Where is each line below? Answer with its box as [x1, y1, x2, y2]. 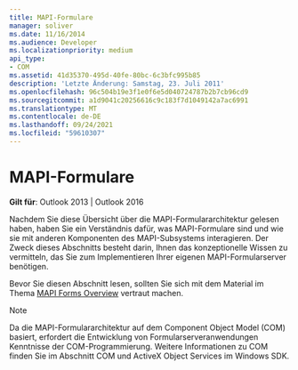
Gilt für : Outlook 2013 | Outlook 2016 [9, 197, 144, 207]
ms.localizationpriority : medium [9, 46, 133, 55]
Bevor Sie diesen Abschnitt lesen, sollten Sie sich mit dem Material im [9, 277, 264, 289]
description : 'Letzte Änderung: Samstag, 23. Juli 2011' [9, 79, 225, 88]
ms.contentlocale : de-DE [9, 112, 101, 121]
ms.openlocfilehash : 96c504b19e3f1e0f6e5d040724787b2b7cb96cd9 [9, 87, 249, 96]
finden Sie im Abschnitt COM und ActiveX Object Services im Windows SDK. [9, 350, 290, 361]
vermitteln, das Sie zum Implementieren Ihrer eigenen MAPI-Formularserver [9, 251, 287, 262]
